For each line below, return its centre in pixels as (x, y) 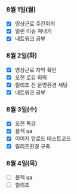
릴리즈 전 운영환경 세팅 (41, 84)
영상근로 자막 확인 (36, 69)
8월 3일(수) (22, 109)
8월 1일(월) (21, 9)
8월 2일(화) (22, 56)
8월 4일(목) (22, 163)
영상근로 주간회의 (35, 24)
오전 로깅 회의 (31, 77)
